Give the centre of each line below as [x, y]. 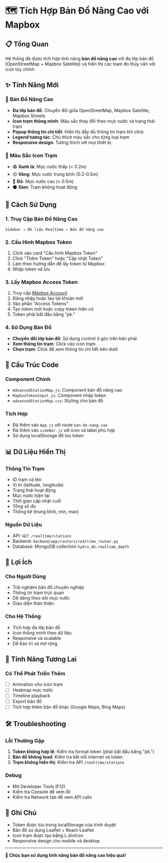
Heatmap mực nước [33, 690]
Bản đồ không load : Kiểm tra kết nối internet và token [67, 757]
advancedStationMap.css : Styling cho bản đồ [58, 401]
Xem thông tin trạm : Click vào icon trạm [54, 344]
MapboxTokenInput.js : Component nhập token [59, 396]
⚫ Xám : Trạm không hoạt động [45, 187]
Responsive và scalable [37, 638]
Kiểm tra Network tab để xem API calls [52, 797]
